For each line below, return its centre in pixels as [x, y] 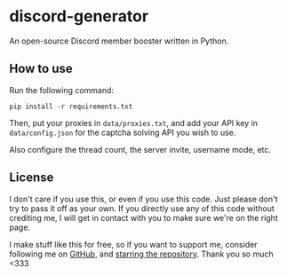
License [32, 178]
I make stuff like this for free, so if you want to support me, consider [133, 244]
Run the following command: [61, 90]
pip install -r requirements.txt [71, 106]
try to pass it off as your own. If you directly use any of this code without [142, 208]
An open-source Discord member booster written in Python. [119, 41]
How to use [41, 69]
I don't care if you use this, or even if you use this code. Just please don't [143, 199]
